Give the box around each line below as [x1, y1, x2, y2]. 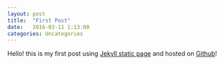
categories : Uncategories [7, 30, 83, 37]
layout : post [7, 10, 46, 18]
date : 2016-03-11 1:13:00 [7, 23, 90, 30]
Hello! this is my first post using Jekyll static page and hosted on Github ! [7, 49, 217, 58]
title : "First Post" [7, 17, 71, 24]
